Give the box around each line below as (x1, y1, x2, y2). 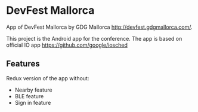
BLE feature (14, 92, 44, 99)
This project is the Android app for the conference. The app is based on (6, 35, 182, 42)
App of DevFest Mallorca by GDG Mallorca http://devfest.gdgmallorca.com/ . (6, 23, 193, 31)
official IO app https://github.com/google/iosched (6, 41, 128, 49)
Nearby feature (14, 86, 52, 93)
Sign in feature (14, 99, 51, 106)
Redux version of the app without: (6, 74, 89, 81)
